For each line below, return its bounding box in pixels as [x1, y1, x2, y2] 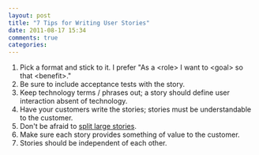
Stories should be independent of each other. [19, 138, 167, 148]
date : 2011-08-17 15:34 [8, 26, 87, 34]
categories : [8, 41, 47, 49]
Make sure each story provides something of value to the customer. [19, 130, 240, 139]
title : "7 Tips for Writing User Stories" [8, 19, 150, 27]
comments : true [8, 33, 58, 42]
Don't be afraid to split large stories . [19, 122, 137, 131]
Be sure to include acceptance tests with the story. [19, 80, 186, 89]
